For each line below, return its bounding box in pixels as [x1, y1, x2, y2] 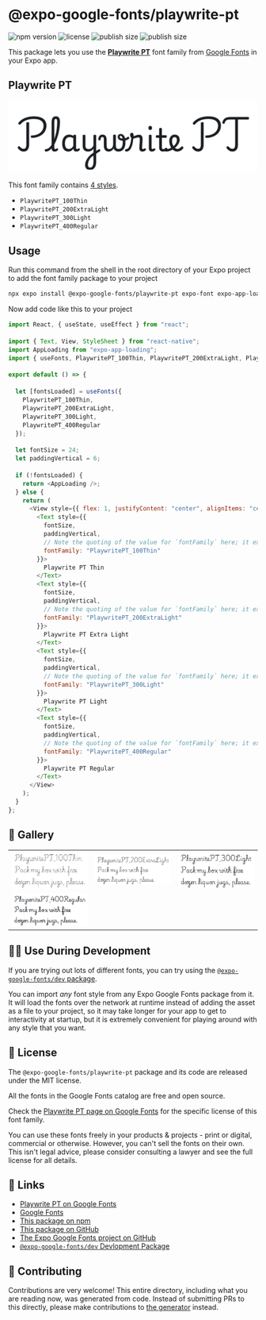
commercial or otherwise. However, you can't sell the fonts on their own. [8, 1138, 245, 1148]
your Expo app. [8, 56, 58, 65]
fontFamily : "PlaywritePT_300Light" [43, 680, 165, 688]
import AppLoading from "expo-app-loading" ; [8, 345, 158, 354]
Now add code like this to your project [8, 304, 133, 314]
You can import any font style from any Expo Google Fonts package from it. [8, 989, 255, 999]
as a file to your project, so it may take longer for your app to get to [8, 1006, 227, 1015]
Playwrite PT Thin [43, 564, 104, 571]
